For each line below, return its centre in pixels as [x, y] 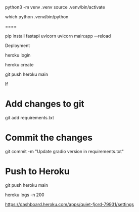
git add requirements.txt [30, 117]
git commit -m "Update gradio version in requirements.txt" [65, 151]
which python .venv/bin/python [37, 17]
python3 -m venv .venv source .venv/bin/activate [55, 7]
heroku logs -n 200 [25, 195]
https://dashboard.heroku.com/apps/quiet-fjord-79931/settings [69, 204]
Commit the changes [49, 138]
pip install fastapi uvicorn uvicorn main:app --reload [58, 36]
